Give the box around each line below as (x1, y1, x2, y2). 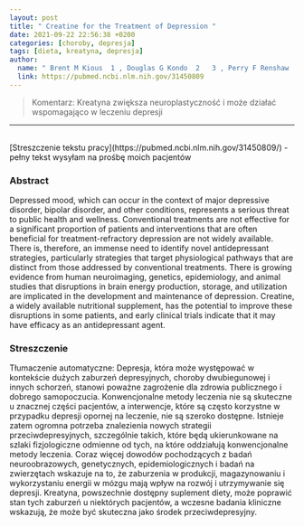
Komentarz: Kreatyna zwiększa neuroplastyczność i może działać (31, 97, 277, 108)
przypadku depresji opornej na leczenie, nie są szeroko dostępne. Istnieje (9, 410, 284, 421)
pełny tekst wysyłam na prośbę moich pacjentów (9, 151, 192, 163)
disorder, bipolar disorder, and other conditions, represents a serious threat (9, 204, 290, 215)
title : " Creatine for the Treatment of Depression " (9, 22, 217, 31)
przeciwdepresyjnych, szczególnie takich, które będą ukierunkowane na (9, 430, 279, 441)
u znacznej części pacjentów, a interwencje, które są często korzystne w (9, 401, 280, 412)
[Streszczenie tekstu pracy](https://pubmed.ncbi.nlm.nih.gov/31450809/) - (9, 142, 289, 153)
